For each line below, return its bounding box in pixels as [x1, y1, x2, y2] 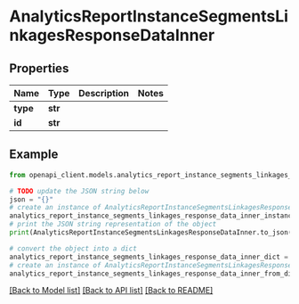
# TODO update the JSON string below [9, 186, 149, 195]
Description [78, 87, 129, 99]
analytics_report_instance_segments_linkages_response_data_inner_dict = [9, 252, 289, 261]
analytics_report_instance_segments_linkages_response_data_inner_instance [9, 211, 296, 220]
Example [9, 147, 59, 162]
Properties [9, 61, 69, 76]
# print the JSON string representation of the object [9, 220, 217, 229]
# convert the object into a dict [9, 243, 138, 253]
